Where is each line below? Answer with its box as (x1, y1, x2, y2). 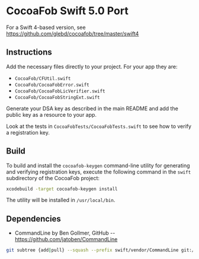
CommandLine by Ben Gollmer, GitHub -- (14, 229, 115, 236)
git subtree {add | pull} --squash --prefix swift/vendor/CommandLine (6, 247, 179, 253)
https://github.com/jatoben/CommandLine (14, 236, 118, 243)
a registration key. (6, 129, 50, 136)
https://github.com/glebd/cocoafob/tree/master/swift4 (6, 30, 139, 37)
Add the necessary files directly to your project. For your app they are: (6, 63, 178, 70)
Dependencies (6, 213, 61, 223)
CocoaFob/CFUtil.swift (14, 75, 71, 81)
